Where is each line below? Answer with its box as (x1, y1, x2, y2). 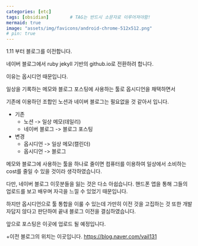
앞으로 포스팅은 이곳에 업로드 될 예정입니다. (6, 221, 106, 228)
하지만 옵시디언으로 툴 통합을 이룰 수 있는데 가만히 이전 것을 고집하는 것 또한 (6, 200, 182, 207)
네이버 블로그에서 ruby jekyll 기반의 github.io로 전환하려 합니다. (6, 60, 154, 68)
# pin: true (6, 31, 36, 37)
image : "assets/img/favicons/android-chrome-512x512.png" (6, 25, 152, 31)
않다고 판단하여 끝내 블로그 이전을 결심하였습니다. (21, 208, 136, 215)
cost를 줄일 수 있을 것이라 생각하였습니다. (6, 168, 103, 175)
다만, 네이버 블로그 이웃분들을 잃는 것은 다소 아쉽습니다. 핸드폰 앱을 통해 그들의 (6, 180, 188, 187)
